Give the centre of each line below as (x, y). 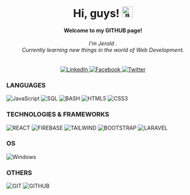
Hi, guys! (97, 14)
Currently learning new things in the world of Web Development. (103, 50)
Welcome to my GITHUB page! (103, 30)
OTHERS (19, 172)
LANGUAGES (26, 85)
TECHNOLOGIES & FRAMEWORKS (58, 114)
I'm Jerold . (103, 43)
